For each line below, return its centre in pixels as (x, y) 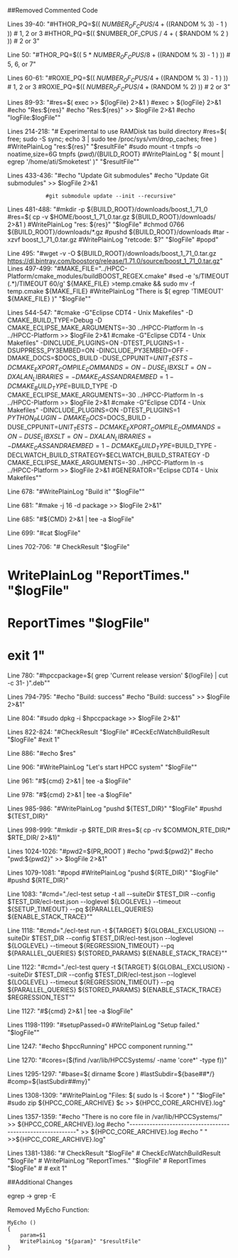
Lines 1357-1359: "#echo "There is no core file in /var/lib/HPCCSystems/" (115, 1116)
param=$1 (33, 1235)
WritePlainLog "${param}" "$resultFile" (81, 1241)
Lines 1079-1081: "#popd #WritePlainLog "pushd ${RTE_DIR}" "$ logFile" (113, 873)
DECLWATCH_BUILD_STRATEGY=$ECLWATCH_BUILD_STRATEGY (104, 454)
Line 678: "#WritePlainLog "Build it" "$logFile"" (76, 492)
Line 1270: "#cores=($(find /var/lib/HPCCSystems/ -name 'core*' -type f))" (117, 1060)
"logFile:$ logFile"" (34, 118)
